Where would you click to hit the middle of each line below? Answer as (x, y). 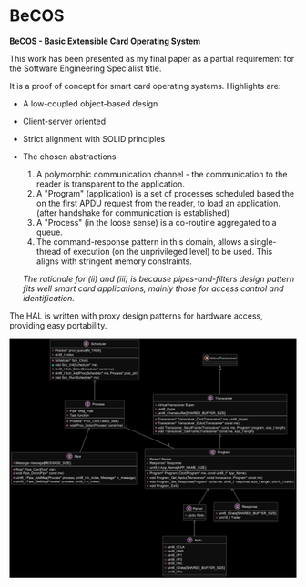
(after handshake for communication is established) (133, 213)
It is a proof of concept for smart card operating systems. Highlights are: (145, 86)
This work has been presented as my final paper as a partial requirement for (152, 58)
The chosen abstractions (69, 157)
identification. (49, 298)
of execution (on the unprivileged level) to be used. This (168, 251)
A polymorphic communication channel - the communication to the (162, 174)
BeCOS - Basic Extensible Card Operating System (105, 41)
